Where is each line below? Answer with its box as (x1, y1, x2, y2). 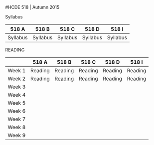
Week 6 (7, 108, 26, 114)
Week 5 (7, 100, 26, 106)
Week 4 (7, 92, 26, 98)
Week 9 (7, 132, 26, 139)
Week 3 (7, 83, 26, 90)
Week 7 (7, 116, 26, 123)
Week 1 (7, 67, 26, 74)
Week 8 (7, 124, 26, 131)
